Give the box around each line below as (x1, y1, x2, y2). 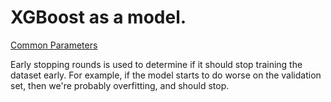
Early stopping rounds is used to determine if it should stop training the (10, 58, 303, 70)
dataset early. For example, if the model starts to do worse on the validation (10, 69, 322, 81)
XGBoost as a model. (10, 6, 187, 29)
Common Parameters (10, 39, 98, 51)
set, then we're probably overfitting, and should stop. (10, 79, 230, 91)
